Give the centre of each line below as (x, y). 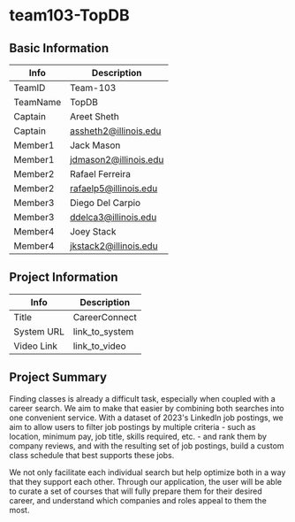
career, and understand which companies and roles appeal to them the (138, 500)
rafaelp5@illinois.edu (113, 188)
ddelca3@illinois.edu (113, 217)
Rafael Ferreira (100, 174)
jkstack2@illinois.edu (113, 246)
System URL (39, 331)
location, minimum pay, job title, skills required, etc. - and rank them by (138, 436)
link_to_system (103, 331)
